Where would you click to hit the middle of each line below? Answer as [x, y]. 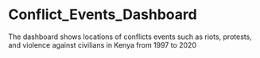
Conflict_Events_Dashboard [103, 15]
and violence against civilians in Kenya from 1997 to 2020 [103, 44]
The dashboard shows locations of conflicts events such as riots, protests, [130, 37]
